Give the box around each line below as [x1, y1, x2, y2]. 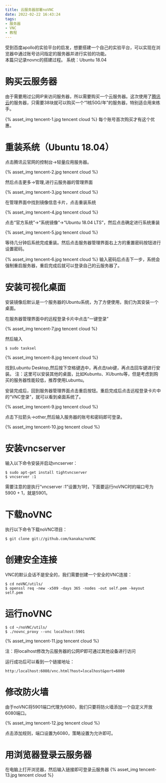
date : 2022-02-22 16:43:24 [5, 12, 61, 17]
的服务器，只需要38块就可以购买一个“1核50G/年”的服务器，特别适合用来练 [9, 100, 161, 106]
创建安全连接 [5, 554, 58, 565]
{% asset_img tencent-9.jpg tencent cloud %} [5, 403, 99, 409]
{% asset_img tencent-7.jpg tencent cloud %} [5, 326, 98, 332]
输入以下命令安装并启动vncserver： [5, 460, 78, 466]
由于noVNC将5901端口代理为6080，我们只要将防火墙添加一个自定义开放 [5, 704, 153, 710]
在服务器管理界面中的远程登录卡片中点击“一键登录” [5, 316, 109, 322]
